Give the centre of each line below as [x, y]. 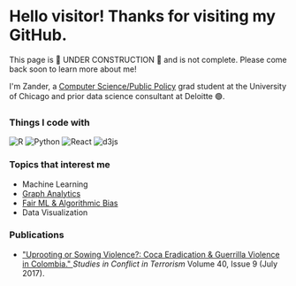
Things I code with [49, 122]
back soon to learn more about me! [73, 69]
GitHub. [38, 35]
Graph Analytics [51, 193]
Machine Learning [55, 184]
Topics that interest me [60, 165]
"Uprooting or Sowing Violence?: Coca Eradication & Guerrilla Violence [151, 254]
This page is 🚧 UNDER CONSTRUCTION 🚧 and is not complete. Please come [148, 59]
